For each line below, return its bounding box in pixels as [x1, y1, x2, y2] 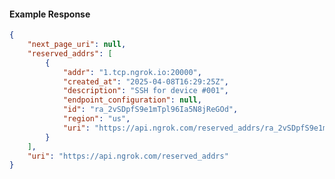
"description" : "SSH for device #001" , [62, 86, 229, 96]
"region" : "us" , [62, 114, 131, 124]
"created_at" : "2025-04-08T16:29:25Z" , [62, 76, 229, 87]
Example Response [9, 8, 91, 20]
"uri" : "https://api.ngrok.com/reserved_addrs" [27, 151, 229, 161]
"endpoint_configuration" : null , [62, 95, 202, 105]
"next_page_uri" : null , [27, 40, 127, 50]
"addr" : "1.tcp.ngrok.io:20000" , [62, 67, 202, 77]
